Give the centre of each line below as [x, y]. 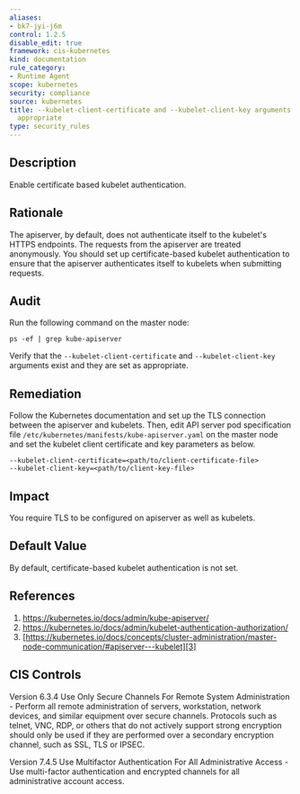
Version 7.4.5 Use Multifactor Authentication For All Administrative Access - [149, 762]
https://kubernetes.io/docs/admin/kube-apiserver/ [115, 618]
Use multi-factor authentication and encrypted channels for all [124, 771]
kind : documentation [48, 59]
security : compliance [50, 93]
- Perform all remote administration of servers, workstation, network [136, 706]
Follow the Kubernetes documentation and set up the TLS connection [138, 416]
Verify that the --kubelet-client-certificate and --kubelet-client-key [142, 356]
